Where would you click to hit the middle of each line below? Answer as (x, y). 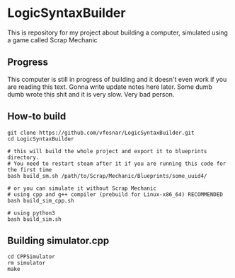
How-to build (37, 117)
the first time (30, 170)
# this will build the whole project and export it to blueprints (107, 151)
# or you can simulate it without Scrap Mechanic (82, 188)
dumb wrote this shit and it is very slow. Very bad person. (91, 94)
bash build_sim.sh (34, 219)
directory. (23, 157)
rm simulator (27, 263)
